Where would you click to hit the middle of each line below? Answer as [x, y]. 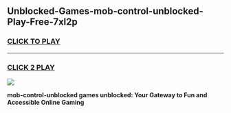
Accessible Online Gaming [46, 102]
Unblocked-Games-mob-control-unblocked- [106, 11]
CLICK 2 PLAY [31, 67]
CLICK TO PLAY [34, 42]
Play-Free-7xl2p [42, 22]
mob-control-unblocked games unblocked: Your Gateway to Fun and [107, 95]
